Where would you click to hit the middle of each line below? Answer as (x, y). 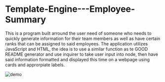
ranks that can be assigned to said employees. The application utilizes (77, 43)
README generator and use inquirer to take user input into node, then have (82, 54)
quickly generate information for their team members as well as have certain (83, 39)
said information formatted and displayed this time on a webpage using (77, 59)
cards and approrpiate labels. (35, 65)
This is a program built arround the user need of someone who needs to (78, 33)
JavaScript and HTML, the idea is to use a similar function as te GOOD (77, 49)
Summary (25, 20)
